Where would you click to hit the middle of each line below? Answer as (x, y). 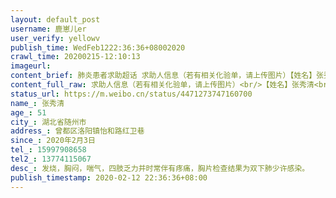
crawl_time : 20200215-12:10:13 (75, 57)
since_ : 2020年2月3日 (53, 141)
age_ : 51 (28, 112)
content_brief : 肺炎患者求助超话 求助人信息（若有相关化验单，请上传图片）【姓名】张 (167, 76)
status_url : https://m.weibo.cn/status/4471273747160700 (131, 94)
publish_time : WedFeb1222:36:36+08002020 (98, 47)
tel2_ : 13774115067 (51, 159)
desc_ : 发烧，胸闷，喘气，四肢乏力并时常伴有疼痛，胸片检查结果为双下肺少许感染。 (160, 168)
